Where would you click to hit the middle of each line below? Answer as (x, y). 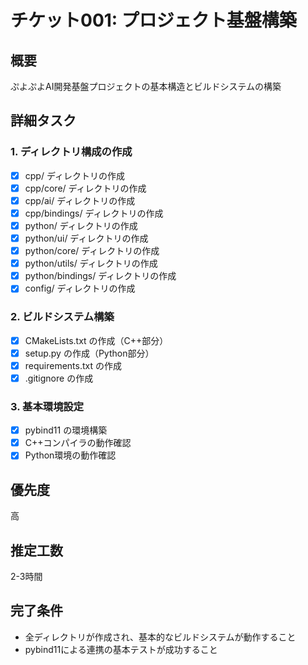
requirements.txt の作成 (73, 365)
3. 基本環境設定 (47, 406)
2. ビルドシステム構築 (62, 317)
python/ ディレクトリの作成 (81, 225)
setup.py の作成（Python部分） (89, 353)
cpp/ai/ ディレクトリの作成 (80, 200)
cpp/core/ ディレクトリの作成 (85, 188)
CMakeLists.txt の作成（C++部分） (96, 340)
